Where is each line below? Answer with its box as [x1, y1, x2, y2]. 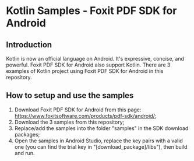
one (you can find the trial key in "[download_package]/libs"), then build [14, 143, 188, 150]
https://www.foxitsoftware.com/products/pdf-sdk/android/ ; [14, 112, 157, 119]
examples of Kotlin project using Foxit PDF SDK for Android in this [6, 68, 164, 74]
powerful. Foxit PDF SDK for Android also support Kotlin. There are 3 [6, 61, 171, 68]
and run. [14, 149, 35, 156]
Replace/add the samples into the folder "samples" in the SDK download [14, 124, 189, 132]
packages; [14, 131, 40, 138]
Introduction [6, 40, 52, 50]
